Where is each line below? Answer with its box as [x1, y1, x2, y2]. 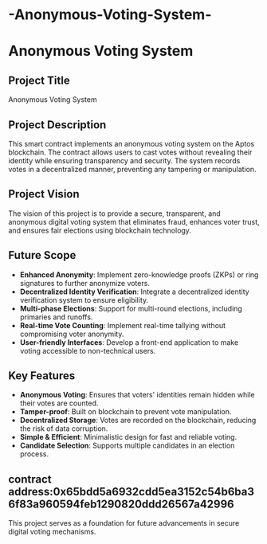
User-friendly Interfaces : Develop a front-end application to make [19, 337, 239, 347]
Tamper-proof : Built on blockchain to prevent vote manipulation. [19, 407, 232, 417]
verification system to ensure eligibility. [19, 295, 149, 304]
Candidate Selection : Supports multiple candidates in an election [19, 440, 235, 451]
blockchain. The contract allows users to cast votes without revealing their [8, 147, 253, 157]
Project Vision [8, 187, 80, 201]
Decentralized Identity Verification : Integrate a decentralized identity [19, 287, 249, 296]
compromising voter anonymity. [19, 329, 124, 339]
